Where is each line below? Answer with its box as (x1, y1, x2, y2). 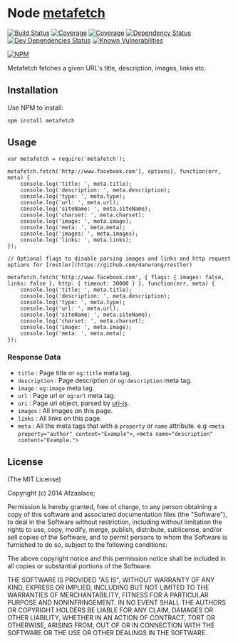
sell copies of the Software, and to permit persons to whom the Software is (7, 533, 228, 541)
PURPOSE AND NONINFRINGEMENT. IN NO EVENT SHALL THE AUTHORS (7, 598, 227, 607)
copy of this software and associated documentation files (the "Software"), (7, 510, 228, 518)
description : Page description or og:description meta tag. (17, 376, 192, 385)
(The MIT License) (7, 475, 62, 483)
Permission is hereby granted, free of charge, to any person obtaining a (7, 502, 217, 511)
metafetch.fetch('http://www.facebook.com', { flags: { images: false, (7, 273, 224, 281)
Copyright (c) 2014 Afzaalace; (7, 488, 95, 497)
